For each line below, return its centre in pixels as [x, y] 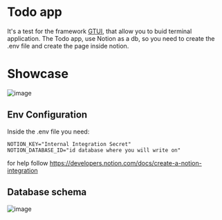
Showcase [38, 74]
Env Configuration [47, 115]
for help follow [28, 163]
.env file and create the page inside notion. [68, 46]
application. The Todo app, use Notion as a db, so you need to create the [111, 38]
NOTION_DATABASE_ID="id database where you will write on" [94, 150]
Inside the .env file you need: [48, 131]
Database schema [47, 192]
